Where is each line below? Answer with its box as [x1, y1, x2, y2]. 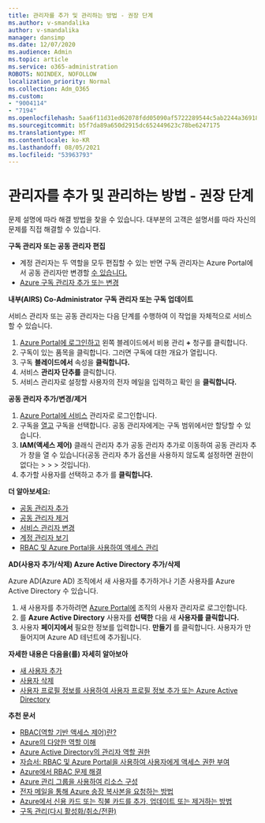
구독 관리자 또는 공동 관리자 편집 [8, 241, 106, 251]
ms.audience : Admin [8, 48, 73, 56]
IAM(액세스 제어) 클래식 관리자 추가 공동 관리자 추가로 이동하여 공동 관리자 [19, 441, 248, 450]
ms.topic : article [8, 56, 69, 64]
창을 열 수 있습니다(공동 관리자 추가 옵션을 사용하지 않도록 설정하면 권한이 [28, 450, 254, 460]
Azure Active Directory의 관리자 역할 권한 [19, 747, 151, 757]
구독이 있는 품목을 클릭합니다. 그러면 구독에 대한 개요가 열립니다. [19, 348, 218, 357]
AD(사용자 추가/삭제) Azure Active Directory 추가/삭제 [8, 560, 181, 569]
